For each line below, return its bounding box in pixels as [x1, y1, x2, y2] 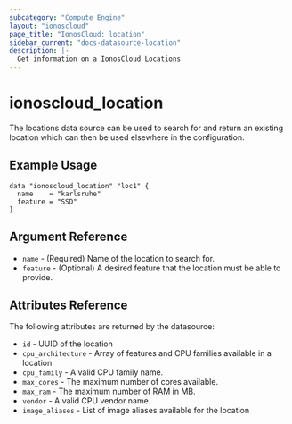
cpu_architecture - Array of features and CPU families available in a [21, 348, 272, 359]
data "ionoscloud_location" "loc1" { [9, 181, 150, 190]
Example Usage [9, 158, 98, 173]
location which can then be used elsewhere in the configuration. [9, 131, 245, 143]
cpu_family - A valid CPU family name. [21, 367, 164, 378]
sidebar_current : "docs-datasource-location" [9, 37, 181, 47]
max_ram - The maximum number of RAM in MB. [21, 386, 196, 397]
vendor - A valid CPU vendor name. [21, 395, 151, 406]
